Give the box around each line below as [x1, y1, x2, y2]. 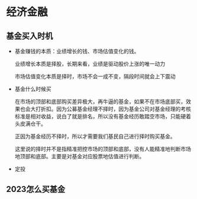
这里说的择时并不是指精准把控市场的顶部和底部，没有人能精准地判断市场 [14, 146, 191, 152]
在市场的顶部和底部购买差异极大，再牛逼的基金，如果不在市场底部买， [14, 98, 186, 105]
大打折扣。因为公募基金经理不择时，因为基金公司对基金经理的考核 [30, 105, 191, 113]
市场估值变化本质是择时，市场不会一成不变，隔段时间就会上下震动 [14, 73, 176, 80]
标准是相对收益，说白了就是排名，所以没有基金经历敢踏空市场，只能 [14, 113, 181, 120]
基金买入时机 [6, 31, 53, 41]
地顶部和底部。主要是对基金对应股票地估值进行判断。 [14, 153, 145, 160]
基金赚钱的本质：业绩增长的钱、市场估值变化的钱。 [14, 48, 140, 54]
